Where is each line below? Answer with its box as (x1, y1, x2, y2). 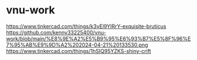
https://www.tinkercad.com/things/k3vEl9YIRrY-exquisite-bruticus (6, 23, 166, 30)
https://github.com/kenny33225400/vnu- (6, 29, 106, 36)
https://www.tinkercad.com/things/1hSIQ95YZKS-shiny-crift (6, 47, 151, 54)
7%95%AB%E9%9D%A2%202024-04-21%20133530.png (6, 41, 148, 48)
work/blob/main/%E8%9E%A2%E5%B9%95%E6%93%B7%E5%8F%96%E (6, 35, 191, 42)
